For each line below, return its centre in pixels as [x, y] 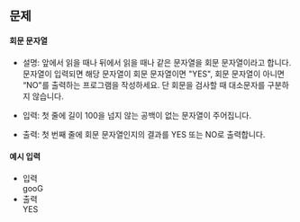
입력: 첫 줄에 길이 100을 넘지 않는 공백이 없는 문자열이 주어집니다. [137, 115]
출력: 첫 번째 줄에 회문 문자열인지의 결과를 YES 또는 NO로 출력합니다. [144, 134]
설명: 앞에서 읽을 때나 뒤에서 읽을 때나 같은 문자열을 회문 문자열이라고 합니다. [157, 62]
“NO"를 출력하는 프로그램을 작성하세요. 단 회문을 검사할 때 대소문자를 [144, 84]
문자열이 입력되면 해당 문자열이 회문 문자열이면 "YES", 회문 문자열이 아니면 [154, 74]
